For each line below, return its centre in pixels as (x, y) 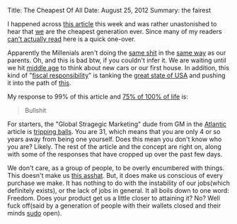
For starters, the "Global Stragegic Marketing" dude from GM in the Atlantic (117, 124)
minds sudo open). (35, 213)
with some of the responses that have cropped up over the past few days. (115, 154)
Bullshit (35, 110)
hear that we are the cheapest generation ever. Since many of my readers (115, 32)
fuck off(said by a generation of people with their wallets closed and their (114, 206)
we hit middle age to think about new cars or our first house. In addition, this (118, 68)
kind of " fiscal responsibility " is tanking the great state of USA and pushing (116, 75)
